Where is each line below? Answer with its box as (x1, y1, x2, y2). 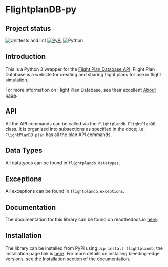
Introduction (5, 52, 46, 61)
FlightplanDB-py (5, 4, 77, 15)
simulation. (5, 77, 29, 83)
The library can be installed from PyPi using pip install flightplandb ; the (5, 244, 163, 251)
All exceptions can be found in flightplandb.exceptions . (5, 188, 124, 194)
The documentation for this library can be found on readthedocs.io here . (5, 216, 158, 223)
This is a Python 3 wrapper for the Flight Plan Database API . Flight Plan (5, 65, 155, 72)
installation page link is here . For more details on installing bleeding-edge (5, 250, 160, 256)
